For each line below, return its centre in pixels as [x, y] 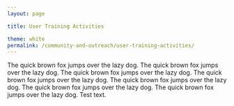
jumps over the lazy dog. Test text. [57, 95]
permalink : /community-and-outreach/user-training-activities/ [101, 45]
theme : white [26, 39]
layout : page [26, 14]
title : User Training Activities [56, 26]
